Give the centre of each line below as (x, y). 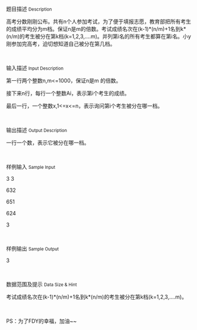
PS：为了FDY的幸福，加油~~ (42, 321)
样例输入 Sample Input (31, 167)
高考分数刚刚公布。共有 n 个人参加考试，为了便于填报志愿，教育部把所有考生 (99, 21)
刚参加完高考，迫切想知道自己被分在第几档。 (61, 44)
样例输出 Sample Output (33, 249)
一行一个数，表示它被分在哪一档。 (48, 143)
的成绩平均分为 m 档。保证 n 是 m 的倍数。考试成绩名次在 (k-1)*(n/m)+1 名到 (93, 29)
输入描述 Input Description (35, 68)
